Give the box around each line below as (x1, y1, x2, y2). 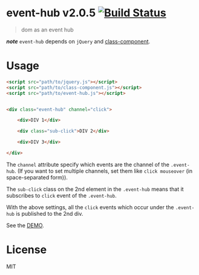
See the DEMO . (6, 221, 44, 229)
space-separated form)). (6, 173, 68, 181)
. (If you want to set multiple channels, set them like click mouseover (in (14, 167, 193, 175)
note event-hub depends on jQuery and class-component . (6, 37, 151, 45)
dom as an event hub (21, 26, 74, 33)
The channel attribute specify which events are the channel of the (6, 161, 169, 168)
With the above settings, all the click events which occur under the (6, 203, 174, 211)
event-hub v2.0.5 (6, 6, 96, 20)
